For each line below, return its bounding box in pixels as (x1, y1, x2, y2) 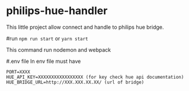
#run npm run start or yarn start (6, 35, 88, 42)
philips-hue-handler (6, 4, 108, 18)
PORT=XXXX (6, 69, 31, 75)
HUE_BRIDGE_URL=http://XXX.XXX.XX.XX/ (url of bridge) (6, 79, 145, 85)
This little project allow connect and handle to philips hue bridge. (6, 23, 164, 31)
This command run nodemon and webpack (6, 46, 111, 53)
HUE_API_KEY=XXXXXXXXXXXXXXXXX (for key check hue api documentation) (6, 74, 184, 80)
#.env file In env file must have (6, 58, 81, 65)
